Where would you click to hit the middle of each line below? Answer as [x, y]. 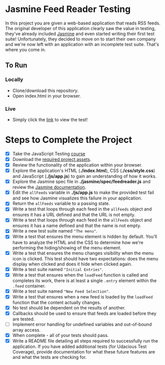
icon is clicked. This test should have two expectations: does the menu [85, 258]
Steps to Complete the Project [69, 140]
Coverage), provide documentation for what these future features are [84, 352]
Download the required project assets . [52, 159]
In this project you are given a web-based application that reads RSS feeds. [83, 23]
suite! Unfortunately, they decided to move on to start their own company [80, 39]
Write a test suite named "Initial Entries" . [58, 269]
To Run [16, 65]
